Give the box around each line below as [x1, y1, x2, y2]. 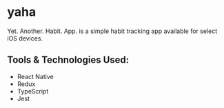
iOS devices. [7, 34, 43, 42]
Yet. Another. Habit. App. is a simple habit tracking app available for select [7, 27, 218, 35]
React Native [17, 72, 54, 80]
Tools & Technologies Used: [7, 54, 130, 66]
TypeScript [17, 87, 49, 95]
